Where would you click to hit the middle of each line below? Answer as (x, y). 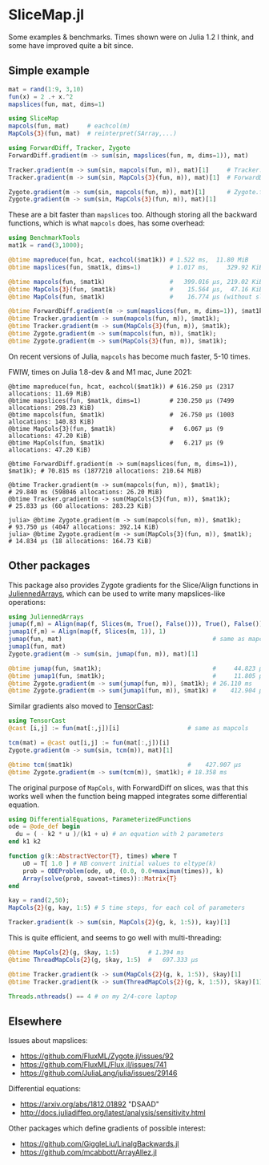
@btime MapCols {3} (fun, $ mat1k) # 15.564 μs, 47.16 (128, 289)
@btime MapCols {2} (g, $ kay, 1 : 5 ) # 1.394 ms (96, 952)
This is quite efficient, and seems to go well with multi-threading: (115, 938)
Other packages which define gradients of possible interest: (107, 1128)
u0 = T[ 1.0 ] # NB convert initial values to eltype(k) (120, 863)
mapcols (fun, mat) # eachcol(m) (69, 126)
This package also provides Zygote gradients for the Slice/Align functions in (133, 585)
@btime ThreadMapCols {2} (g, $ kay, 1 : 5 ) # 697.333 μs (103, 960)
